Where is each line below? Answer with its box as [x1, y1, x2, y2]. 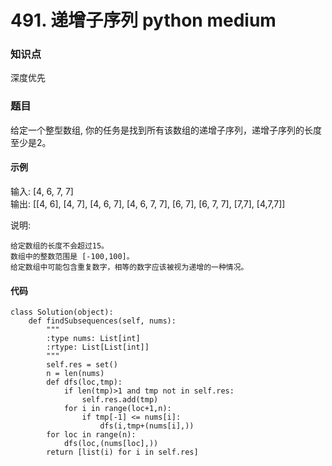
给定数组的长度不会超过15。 [10, 241, 110, 251]
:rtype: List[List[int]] [46, 342, 150, 353]
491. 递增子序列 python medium [10, 9, 277, 32]
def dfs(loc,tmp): [46, 377, 123, 388]
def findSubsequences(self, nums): [28, 316, 177, 326]
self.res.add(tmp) [81, 395, 159, 405]
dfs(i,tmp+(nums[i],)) [99, 421, 195, 431]
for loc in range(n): [46, 430, 137, 440]
